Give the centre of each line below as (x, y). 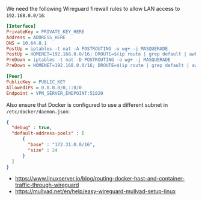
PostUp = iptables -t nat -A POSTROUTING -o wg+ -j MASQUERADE (87, 49)
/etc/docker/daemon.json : (38, 111)
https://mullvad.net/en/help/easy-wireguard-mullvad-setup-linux (95, 191)
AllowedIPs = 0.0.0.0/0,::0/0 (44, 88)
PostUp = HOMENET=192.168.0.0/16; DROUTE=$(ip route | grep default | (96, 54)
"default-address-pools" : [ (48, 133)
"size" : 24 (43, 150)
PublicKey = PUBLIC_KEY (36, 82)
